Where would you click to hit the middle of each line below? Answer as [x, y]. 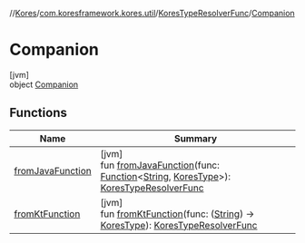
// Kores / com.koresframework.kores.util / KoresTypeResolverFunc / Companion [152, 13]
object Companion [44, 84]
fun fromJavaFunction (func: [160, 165]
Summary [196, 138]
